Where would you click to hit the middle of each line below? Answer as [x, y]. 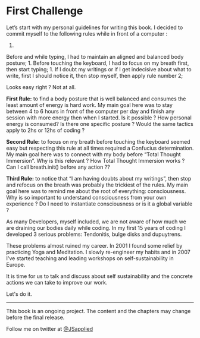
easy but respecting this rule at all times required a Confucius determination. [100, 148]
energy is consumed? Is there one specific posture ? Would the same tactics [100, 124]
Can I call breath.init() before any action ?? [58, 167]
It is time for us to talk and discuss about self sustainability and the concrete [100, 276]
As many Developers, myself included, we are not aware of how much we [96, 222]
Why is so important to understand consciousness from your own [86, 197]
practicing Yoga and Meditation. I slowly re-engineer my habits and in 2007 [98, 252]
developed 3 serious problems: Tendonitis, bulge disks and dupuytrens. [94, 234]
